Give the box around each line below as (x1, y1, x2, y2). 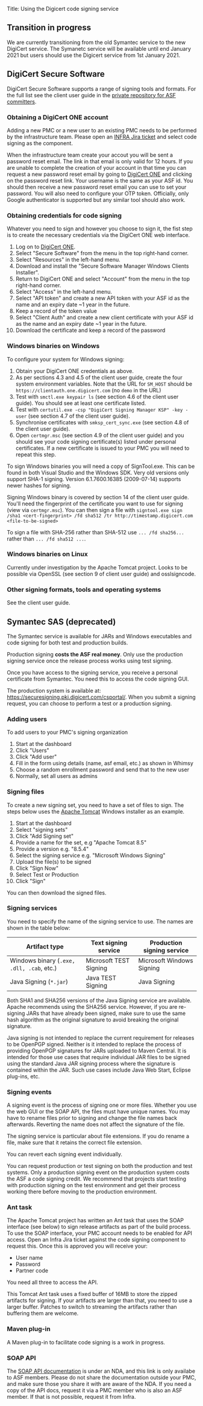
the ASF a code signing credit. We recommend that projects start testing (7, 1175, 186, 1182)
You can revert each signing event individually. (7, 1151, 123, 1158)
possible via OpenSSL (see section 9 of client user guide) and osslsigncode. (7, 570, 196, 577)
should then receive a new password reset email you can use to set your (7, 183, 187, 190)
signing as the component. (7, 139, 73, 147)
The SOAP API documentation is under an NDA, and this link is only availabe (7, 1367, 195, 1375)
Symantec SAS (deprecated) (7, 617, 116, 627)
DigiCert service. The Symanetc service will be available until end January (7, 45, 192, 52)
